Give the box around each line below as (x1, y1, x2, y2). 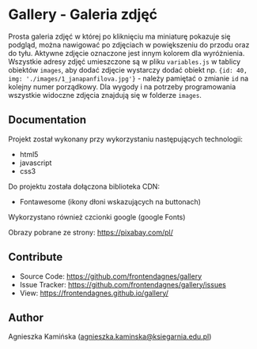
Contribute (8, 250, 63, 264)
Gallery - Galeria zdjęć (8, 6, 158, 24)
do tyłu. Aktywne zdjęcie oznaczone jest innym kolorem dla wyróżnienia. (8, 48, 245, 58)
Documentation (8, 113, 87, 127)
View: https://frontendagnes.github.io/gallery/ (19, 288, 168, 298)
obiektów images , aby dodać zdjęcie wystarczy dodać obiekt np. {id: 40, (8, 65, 248, 74)
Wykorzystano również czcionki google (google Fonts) (8, 212, 186, 222)
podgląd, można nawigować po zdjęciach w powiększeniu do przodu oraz (8, 39, 250, 49)
